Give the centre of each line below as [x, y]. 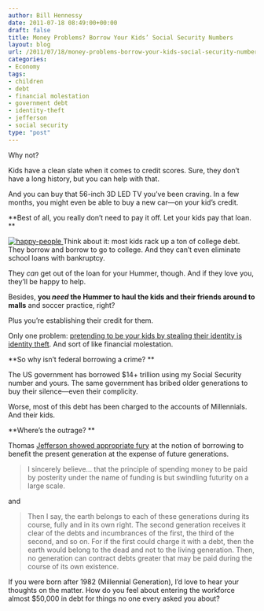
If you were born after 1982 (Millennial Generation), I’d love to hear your [124, 581]
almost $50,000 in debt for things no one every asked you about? [114, 598]
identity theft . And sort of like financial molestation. [91, 344]
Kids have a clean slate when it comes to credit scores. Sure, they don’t [124, 170]
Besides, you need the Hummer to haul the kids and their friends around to [132, 297]
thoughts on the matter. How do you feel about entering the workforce [122, 590]
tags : [17, 74]
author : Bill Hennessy [45, 15]
